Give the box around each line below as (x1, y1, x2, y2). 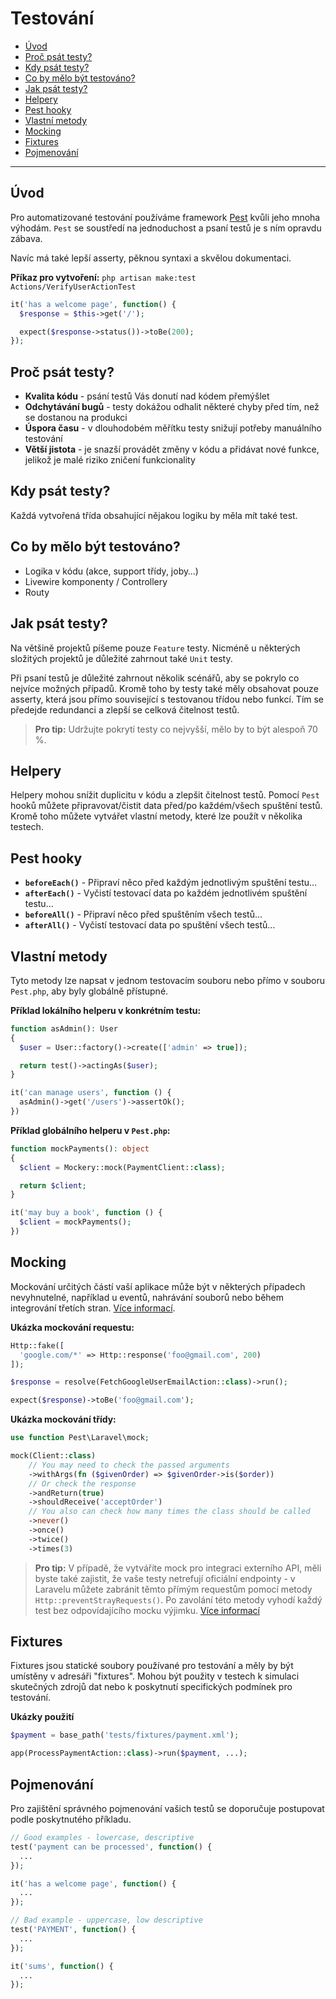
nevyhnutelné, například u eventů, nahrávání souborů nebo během (10, 1291, 284, 1303)
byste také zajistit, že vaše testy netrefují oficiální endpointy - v (34, 1572, 296, 1584)
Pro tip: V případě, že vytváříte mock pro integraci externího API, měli (34, 1562, 322, 1574)
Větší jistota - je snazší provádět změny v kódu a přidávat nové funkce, (24, 443, 320, 456)
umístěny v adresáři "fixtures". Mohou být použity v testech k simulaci (10, 1670, 300, 1682)
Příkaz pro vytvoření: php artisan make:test (10, 271, 197, 283)
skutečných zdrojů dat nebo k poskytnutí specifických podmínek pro (10, 1681, 293, 1693)
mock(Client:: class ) (10, 1451, 97, 1461)
